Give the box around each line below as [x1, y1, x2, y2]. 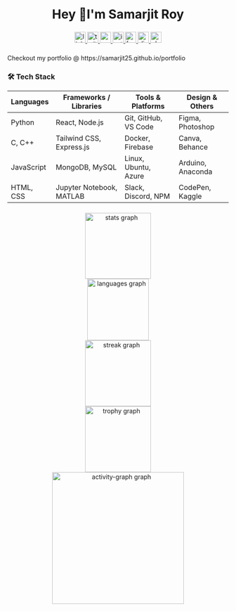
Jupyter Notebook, [55, 183, 118, 193]
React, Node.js [55, 117, 104, 127]
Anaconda [178, 167, 213, 176]
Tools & [135, 93, 162, 103]
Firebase [124, 142, 154, 152]
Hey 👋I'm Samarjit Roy [51, 6, 185, 22]
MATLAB [55, 191, 85, 201]
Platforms [131, 101, 165, 111]
